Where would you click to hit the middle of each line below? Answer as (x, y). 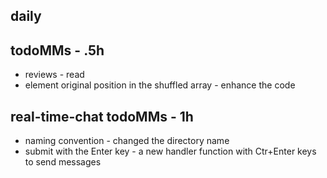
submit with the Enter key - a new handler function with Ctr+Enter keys (170, 151)
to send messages (63, 162)
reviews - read (54, 75)
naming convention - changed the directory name (127, 141)
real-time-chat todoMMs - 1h (102, 116)
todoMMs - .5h (57, 50)
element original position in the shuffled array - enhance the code (160, 85)
